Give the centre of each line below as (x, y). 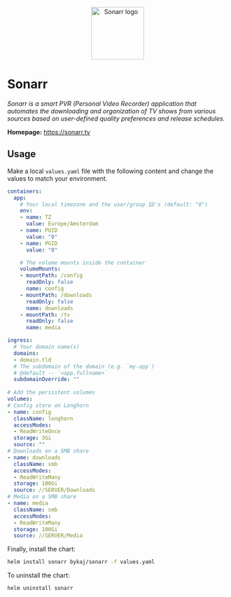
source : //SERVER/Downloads (55, 490)
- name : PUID (39, 231)
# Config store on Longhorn (48, 405)
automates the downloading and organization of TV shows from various (112, 111)
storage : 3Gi (33, 438)
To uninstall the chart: (38, 575)
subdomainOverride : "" (47, 379)
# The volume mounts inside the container (83, 263)
